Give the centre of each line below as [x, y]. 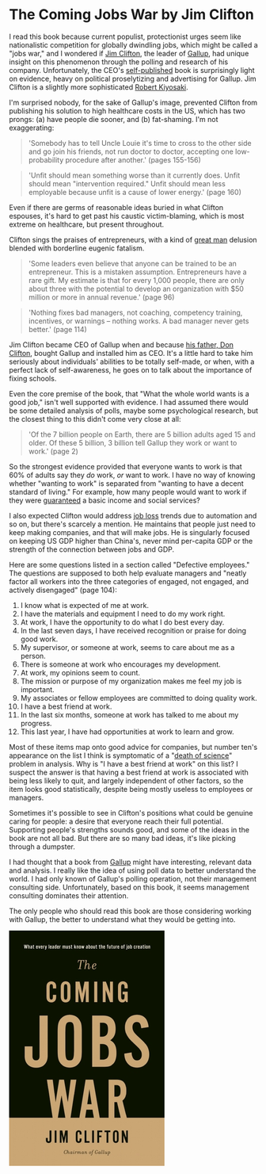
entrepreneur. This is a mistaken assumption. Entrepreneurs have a [138, 272]
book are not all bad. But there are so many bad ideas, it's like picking [122, 838]
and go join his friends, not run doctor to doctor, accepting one [131, 151]
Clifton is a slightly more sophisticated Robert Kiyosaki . [99, 87]
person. [33, 656]
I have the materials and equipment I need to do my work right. [123, 614]
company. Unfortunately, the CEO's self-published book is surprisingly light [132, 70]
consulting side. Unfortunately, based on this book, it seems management [129, 887]
